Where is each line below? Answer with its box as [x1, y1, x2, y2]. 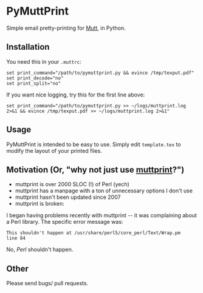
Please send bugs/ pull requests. [6, 280, 89, 287]
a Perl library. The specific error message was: [6, 218, 123, 226]
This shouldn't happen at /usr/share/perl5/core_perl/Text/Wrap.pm [6, 230, 181, 236]
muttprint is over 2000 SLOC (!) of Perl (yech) [15, 181, 129, 188]
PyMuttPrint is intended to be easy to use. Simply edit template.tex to [6, 141, 181, 148]
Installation [6, 42, 50, 52]
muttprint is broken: [15, 200, 65, 207]
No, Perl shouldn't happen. [6, 246, 74, 253]
